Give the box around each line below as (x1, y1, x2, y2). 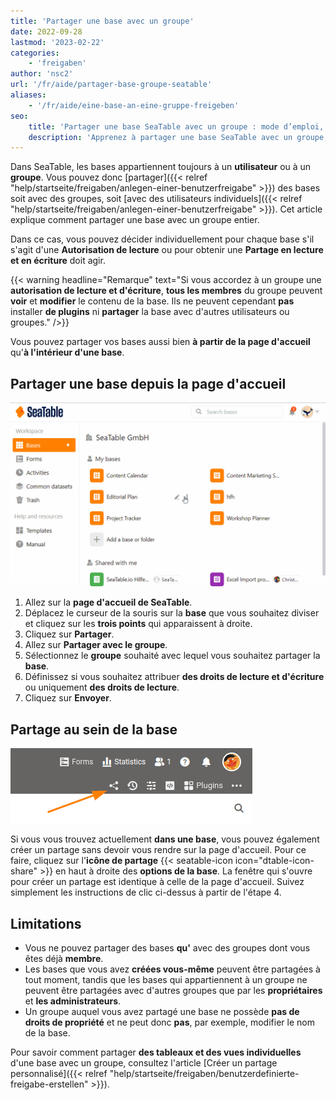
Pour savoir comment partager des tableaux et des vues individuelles (10, 1046, 302, 1059)
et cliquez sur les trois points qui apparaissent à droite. (24, 618, 253, 630)
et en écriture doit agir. (10, 255, 106, 267)
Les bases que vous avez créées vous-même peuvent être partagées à (24, 963, 321, 975)
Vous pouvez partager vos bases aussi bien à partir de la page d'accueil (10, 336, 311, 348)
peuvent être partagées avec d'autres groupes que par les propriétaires (24, 985, 323, 997)
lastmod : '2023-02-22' (10, 37, 105, 47)
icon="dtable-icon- (234, 855, 315, 867)
